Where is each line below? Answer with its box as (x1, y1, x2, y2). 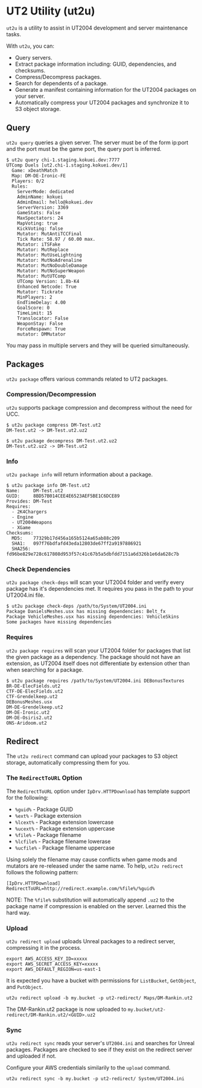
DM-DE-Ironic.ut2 (6, 709, 50, 716)
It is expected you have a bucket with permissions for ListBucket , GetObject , (6, 977, 197, 984)
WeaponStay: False (17, 320, 63, 326)
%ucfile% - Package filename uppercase (14, 844, 115, 851)
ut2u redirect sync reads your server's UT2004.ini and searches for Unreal (6, 1040, 195, 1047)
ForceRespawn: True (17, 326, 66, 332)
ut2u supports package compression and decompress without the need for (6, 404, 192, 411)
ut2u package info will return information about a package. (6, 471, 153, 478)
